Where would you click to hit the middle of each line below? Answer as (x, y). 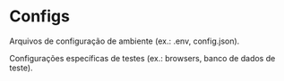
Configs (39, 16)
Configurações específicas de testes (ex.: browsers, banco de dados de (142, 58)
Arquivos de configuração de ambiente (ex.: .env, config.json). (125, 41)
